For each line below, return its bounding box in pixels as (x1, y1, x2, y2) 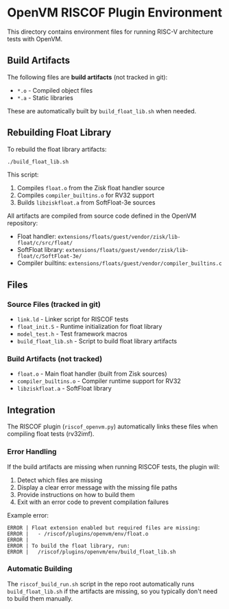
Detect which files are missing (16, 476, 103, 484)
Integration (7, 404, 56, 416)
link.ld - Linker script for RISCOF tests (16, 315, 129, 323)
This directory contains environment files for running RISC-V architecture (7, 27, 214, 36)
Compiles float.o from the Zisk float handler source (16, 184, 165, 192)
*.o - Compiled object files (16, 86, 93, 94)
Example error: (7, 511, 49, 519)
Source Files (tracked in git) (7, 299, 101, 309)
